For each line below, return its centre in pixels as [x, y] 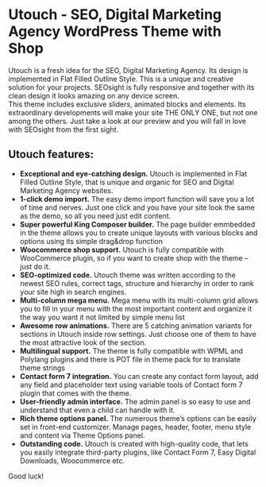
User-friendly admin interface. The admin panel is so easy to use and [135, 401]
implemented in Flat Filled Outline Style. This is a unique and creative [121, 79]
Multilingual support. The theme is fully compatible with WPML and [131, 350]
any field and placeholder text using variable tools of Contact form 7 [131, 385]
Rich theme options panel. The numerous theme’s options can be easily [138, 418]
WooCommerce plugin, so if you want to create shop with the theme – [134, 258]
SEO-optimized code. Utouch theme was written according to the [127, 275]
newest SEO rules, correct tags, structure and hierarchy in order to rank [137, 283]
